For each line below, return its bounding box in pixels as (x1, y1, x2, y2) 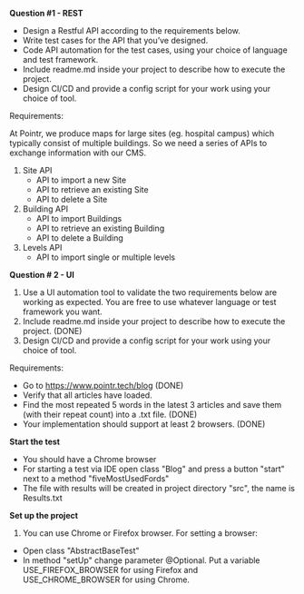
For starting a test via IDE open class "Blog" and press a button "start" (22, 463, 286, 474)
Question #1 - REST (9, 8, 83, 18)
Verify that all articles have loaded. (22, 390, 152, 401)
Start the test (9, 436, 61, 447)
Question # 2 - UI (9, 270, 74, 280)
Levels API (22, 243, 63, 252)
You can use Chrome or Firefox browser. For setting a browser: (22, 528, 259, 539)
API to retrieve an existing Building (35, 223, 165, 233)
